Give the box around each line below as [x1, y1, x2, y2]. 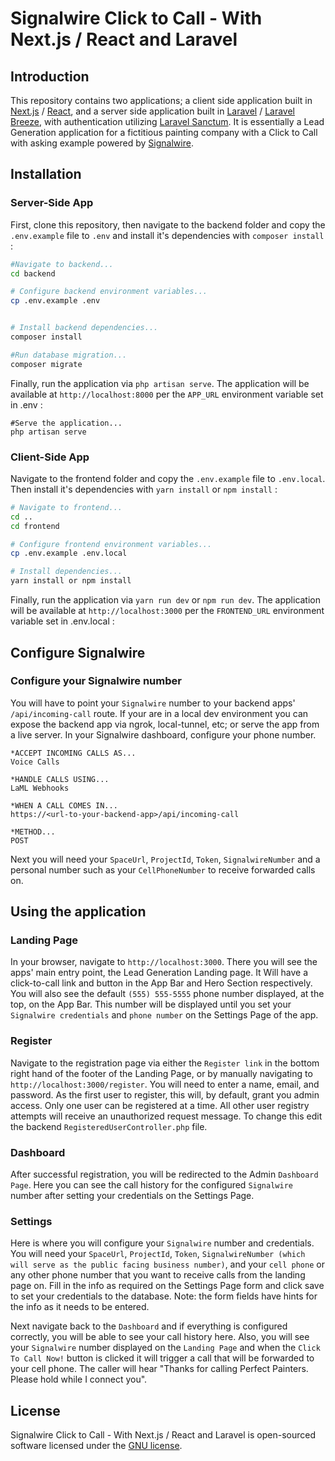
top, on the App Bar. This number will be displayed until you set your [10, 998, 292, 1011]
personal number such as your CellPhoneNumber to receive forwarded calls [10, 863, 316, 876]
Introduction [10, 68, 90, 85]
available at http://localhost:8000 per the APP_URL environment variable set [10, 388, 324, 400]
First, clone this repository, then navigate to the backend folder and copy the [10, 218, 326, 231]
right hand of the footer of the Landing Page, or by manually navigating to [10, 1067, 313, 1079]
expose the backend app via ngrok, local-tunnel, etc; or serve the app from [10, 718, 320, 730]
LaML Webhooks [10, 783, 70, 793]
